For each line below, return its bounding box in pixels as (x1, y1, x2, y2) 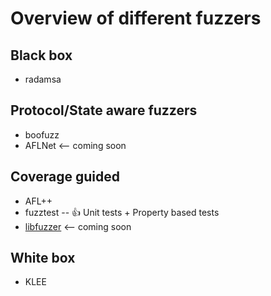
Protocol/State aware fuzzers (10, 102, 198, 119)
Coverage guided (10, 168, 120, 186)
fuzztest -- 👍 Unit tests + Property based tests (24, 206, 220, 218)
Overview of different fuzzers (10, 7, 262, 30)
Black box (10, 47, 73, 64)
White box (10, 250, 76, 267)
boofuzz (24, 128, 60, 141)
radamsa (24, 73, 62, 85)
